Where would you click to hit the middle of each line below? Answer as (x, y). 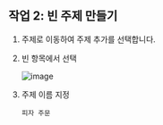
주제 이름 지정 (45, 94)
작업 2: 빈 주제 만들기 (63, 16)
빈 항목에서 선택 (49, 58)
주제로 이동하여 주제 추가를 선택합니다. (88, 39)
